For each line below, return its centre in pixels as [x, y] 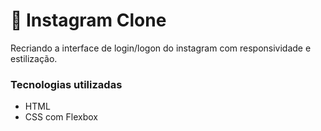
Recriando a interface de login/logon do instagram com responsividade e [161, 48]
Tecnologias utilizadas [66, 84]
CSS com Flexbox [61, 117]
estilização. [34, 58]
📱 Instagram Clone [88, 20]
